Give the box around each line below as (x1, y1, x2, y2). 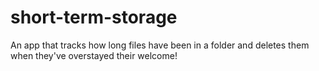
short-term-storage (10, 6, 178, 29)
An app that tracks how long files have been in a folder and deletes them (10, 39, 310, 51)
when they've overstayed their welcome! (10, 49, 178, 61)
